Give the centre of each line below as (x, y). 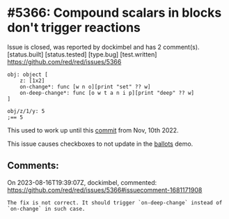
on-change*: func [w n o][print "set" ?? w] (85, 86)
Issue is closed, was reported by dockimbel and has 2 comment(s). (103, 47)
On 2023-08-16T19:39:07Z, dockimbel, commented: (82, 182)
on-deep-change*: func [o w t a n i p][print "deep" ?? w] (107, 93)
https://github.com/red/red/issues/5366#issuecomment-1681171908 (105, 190)
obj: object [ (28, 75)
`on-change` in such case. (46, 209)
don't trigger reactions (74, 28)
